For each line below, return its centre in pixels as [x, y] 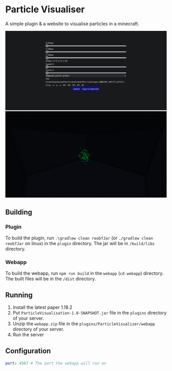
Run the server [28, 335]
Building [19, 212]
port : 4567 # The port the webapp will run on [56, 363]
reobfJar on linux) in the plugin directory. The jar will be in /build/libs [80, 244]
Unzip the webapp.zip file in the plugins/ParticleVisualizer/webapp [84, 324]
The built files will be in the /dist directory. [51, 279]
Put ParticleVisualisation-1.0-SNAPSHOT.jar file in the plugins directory [90, 313]
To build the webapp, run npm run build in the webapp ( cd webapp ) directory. [84, 273]
